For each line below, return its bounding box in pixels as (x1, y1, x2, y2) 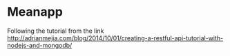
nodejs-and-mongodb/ (7, 41, 73, 49)
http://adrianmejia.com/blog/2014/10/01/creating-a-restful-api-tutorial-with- (7, 33, 224, 42)
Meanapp (7, 4, 64, 20)
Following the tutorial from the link (7, 27, 104, 35)
